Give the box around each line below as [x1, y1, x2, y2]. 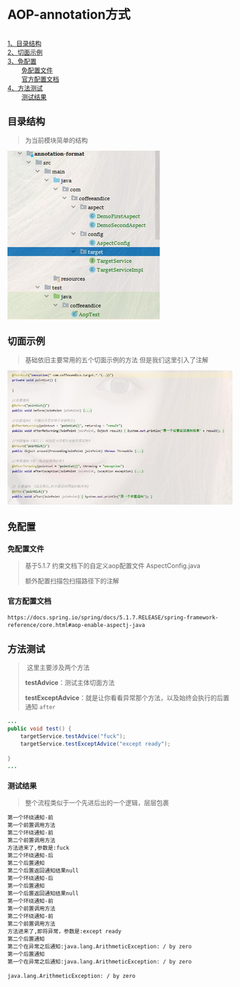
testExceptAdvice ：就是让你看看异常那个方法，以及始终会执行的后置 [24, 693, 230, 702]
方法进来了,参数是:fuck [7, 844, 70, 852]
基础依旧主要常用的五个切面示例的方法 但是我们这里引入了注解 [24, 355, 209, 364]
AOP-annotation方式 [7, 6, 131, 23]
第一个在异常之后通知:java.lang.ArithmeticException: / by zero [7, 958, 192, 966]
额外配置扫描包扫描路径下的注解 [24, 576, 119, 585]
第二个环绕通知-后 [7, 852, 54, 859]
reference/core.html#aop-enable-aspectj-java [7, 622, 145, 629]
